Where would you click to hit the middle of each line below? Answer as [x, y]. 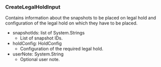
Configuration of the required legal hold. [62, 49]
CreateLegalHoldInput [33, 7]
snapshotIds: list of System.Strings [49, 33]
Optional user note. [40, 59]
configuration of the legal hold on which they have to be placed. [71, 23]
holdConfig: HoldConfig [37, 43]
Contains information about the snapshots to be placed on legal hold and [81, 18]
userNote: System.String [38, 54]
